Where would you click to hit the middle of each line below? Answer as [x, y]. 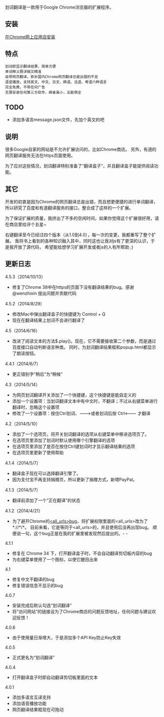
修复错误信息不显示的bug [38, 585]
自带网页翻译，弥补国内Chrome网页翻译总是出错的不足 [52, 77]
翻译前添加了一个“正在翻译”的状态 [46, 500]
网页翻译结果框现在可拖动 [38, 709]
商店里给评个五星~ [28, 224]
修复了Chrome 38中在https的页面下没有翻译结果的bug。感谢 [73, 287]
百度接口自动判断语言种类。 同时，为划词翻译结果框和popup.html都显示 [84, 347]
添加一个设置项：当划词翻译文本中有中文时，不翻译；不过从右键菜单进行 [85, 401]
